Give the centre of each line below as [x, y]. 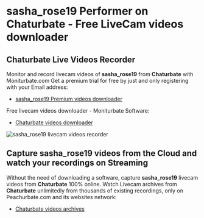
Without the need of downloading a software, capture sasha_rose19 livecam [102, 177]
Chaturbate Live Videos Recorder [71, 59]
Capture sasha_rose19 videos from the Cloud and [102, 153]
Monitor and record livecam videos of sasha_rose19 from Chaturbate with [100, 74]
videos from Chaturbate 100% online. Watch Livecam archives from [92, 184]
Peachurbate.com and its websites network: [62, 197]
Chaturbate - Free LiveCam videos [95, 24]
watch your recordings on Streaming [77, 163]
